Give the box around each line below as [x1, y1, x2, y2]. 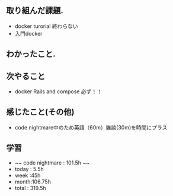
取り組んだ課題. [6, 5, 64, 16]
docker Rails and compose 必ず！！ [14, 88, 102, 95]
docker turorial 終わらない [14, 23, 78, 30]
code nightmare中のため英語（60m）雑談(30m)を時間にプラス [14, 124, 168, 131]
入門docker [14, 30, 43, 37]
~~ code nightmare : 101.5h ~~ [14, 159, 90, 166]
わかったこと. [6, 49, 56, 59]
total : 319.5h [14, 184, 46, 191]
